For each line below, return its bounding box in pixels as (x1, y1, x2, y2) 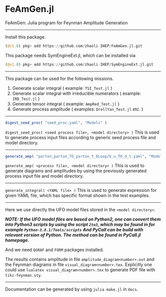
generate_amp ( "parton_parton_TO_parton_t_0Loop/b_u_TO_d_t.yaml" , (5, 154, 147, 159)
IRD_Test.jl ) (12, 95, 40, 102)
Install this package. (5, 34, 46, 40)
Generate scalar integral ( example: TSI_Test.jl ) (12, 85, 113, 91)
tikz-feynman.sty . (5, 272, 42, 278)
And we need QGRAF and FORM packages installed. (5, 247, 104, 253)
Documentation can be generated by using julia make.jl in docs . (5, 286, 138, 292)
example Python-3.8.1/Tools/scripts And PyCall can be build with (5, 227, 143, 233)
